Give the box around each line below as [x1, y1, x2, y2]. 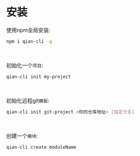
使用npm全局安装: [6, 26, 51, 34]
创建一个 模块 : [6, 132, 38, 139]
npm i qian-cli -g [6, 38, 52, 44]
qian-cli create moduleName [6, 144, 77, 150]
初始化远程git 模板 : [6, 97, 50, 104]
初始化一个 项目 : [6, 61, 43, 69]
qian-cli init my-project [6, 73, 71, 80]
